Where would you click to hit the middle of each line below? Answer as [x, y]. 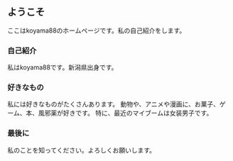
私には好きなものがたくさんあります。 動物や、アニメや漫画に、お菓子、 [114, 104]
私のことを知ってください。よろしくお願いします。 [82, 150]
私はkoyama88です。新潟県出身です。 [63, 67]
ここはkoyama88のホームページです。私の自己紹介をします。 [97, 30]
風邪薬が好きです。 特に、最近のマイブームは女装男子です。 [125, 113]
